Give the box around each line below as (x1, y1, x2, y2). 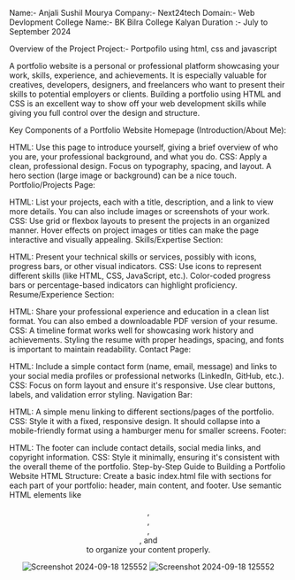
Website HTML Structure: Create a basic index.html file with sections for (9, 471, 272, 481)
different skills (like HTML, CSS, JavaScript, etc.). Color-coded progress (9, 270, 271, 281)
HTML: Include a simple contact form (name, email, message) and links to (9, 361, 277, 371)
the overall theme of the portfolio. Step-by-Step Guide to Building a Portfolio (9, 461, 285, 472)
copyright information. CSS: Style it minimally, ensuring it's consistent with (9, 452, 280, 462)
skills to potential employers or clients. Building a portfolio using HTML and (9, 89, 282, 99)
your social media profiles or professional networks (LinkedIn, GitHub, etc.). (9, 371, 284, 381)
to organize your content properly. (86, 545, 211, 554)
